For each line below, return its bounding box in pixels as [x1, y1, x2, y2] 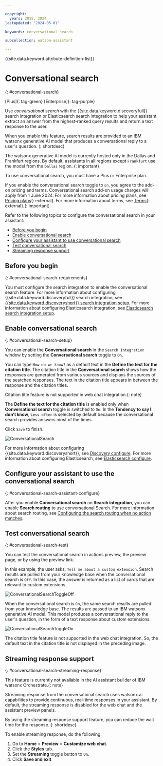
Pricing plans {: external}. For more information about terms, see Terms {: [5, 198, 150, 204]
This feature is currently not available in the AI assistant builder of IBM [5, 677, 146, 683]
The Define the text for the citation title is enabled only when [5, 401, 129, 407]
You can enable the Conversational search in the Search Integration [5, 347, 145, 352]
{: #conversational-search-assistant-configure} [5, 490, 100, 496]
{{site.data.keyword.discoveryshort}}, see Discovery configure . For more [5, 450, 151, 456]
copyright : [5, 11, 27, 16]
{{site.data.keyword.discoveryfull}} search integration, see [5, 294, 123, 300]
